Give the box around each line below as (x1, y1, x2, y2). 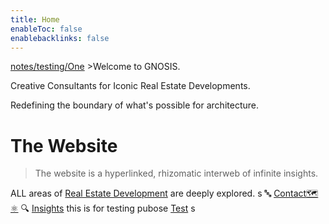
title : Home (10, 14, 60, 25)
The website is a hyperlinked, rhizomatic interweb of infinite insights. (34, 167, 319, 180)
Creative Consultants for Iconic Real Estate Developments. (10, 80, 251, 92)
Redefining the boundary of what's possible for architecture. (10, 99, 259, 111)
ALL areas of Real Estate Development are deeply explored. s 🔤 (10, 187, 272, 200)
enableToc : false (10, 24, 83, 34)
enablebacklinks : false (10, 33, 110, 43)
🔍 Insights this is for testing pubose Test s (20, 202, 196, 215)
